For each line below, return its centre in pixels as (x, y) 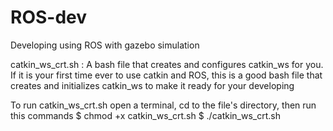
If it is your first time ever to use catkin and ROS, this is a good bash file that (166, 75)
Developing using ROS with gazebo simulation (105, 45)
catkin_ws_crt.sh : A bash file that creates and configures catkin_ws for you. (167, 64)
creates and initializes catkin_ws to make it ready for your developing (152, 85)
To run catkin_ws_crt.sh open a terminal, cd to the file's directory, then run (163, 105)
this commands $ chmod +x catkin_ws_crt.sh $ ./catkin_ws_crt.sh (145, 115)
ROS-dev (49, 17)
